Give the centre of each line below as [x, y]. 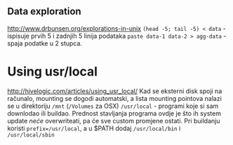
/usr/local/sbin [31, 135]
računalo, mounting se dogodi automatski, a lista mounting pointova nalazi [115, 98]
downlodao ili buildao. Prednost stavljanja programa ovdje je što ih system [114, 113]
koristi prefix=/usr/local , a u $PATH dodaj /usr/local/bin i [94, 128]
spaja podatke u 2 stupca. [45, 43]
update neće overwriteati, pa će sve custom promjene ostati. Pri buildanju [114, 120]
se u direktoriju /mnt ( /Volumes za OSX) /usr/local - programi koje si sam [113, 106]
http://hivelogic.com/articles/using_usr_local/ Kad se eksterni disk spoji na [115, 91]
